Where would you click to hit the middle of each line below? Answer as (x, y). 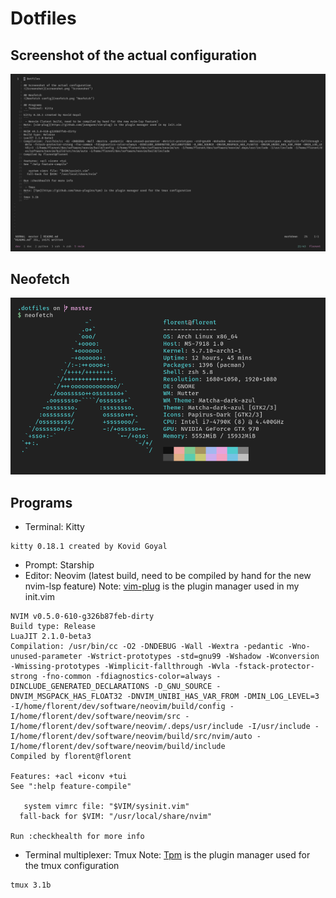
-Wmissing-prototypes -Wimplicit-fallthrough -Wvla (120, 667)
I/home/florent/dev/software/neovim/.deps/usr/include (127, 727)
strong (24, 677)
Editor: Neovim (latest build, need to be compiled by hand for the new (168, 576)
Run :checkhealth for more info (77, 837)
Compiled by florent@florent (71, 757)
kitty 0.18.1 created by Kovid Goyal (89, 547)
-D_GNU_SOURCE (183, 687)
